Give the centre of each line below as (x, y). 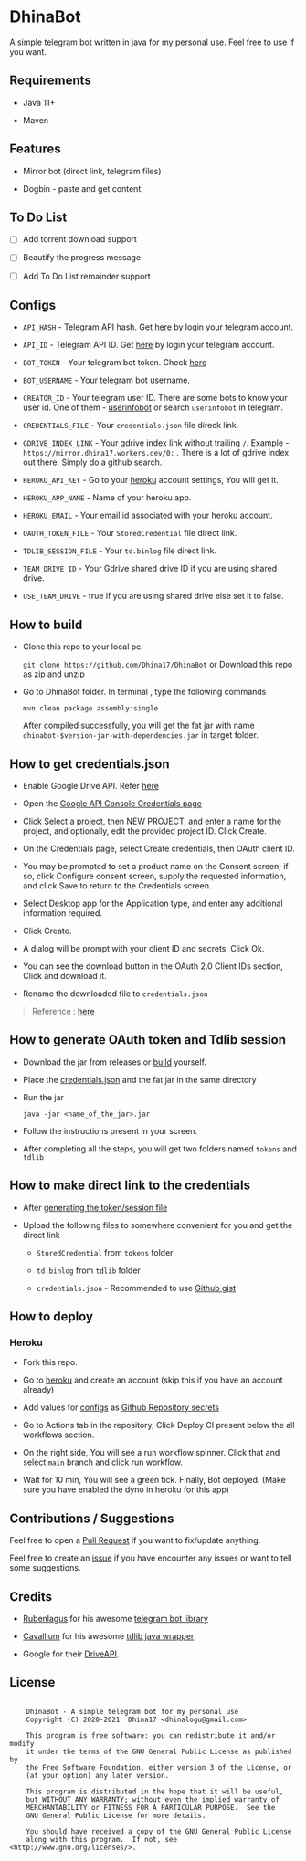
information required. (63, 913)
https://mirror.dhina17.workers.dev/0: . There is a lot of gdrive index (156, 453)
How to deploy (52, 1317)
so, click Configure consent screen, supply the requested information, (154, 876)
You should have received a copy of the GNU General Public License (159, 1831)
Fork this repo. (50, 1362)
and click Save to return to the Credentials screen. (117, 886)
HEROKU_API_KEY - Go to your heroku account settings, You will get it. (150, 480)
